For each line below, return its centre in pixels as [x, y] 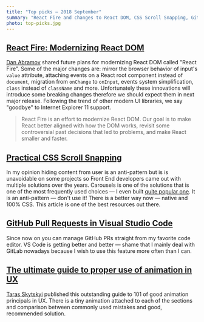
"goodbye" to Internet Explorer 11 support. [59, 107]
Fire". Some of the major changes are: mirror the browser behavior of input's [102, 69]
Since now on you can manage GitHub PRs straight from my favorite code [99, 238]
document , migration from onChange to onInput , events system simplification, [100, 82]
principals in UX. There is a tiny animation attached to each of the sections [100, 300]
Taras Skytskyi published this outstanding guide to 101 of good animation [97, 294]
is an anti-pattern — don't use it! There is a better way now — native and [97, 198]
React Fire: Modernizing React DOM [75, 48]
